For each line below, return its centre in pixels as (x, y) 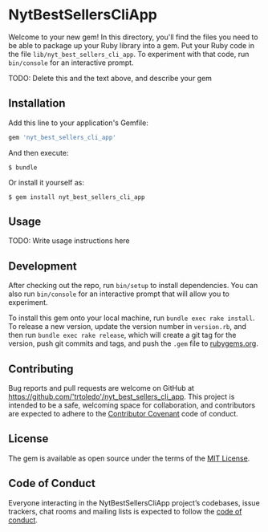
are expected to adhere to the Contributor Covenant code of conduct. (123, 414)
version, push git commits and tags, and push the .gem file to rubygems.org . (134, 343)
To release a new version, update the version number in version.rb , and (128, 327)
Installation (37, 103)
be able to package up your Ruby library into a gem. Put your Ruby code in (132, 45)
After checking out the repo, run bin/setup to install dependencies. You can (133, 286)
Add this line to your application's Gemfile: (78, 123)
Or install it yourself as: (46, 182)
